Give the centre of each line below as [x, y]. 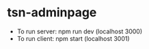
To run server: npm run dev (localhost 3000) [80, 31]
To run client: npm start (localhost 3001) [73, 38]
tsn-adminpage [52, 13]
